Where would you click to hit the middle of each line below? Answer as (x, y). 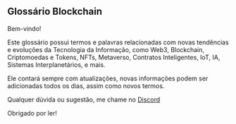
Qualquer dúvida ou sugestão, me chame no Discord (84, 99)
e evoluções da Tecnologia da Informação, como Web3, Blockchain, (106, 49)
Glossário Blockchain (55, 12)
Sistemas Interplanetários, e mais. (56, 64)
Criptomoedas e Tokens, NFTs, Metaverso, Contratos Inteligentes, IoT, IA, (114, 57)
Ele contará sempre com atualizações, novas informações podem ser (108, 78)
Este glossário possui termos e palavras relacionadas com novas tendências (118, 42)
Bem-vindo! (24, 28)
